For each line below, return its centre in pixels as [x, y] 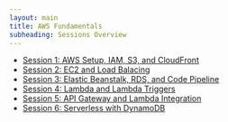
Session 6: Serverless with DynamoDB [94, 108]
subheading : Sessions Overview [68, 34]
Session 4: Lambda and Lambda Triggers [99, 89]
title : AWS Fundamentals [56, 26]
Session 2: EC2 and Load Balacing [86, 70]
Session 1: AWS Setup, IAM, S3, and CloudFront [111, 61]
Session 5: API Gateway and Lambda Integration [112, 99]
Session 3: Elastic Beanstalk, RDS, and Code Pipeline [121, 80]
